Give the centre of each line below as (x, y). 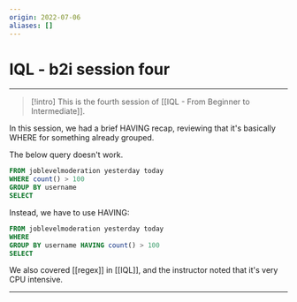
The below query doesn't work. (66, 155)
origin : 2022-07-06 (45, 17)
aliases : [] (31, 26)
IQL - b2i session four (90, 69)
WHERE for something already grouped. (82, 138)
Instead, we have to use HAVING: (69, 212)
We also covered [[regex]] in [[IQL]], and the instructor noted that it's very (144, 270)
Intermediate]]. (58, 111)
